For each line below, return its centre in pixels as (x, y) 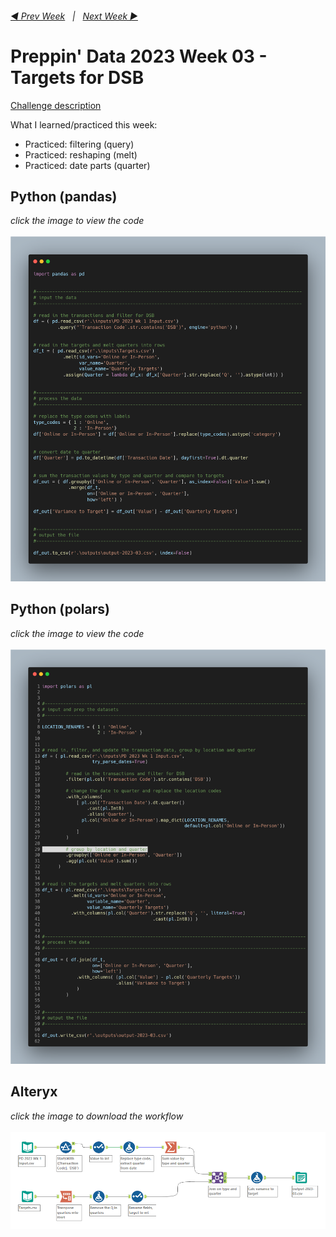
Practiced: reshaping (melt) (81, 154)
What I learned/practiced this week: (84, 124)
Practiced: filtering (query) (79, 144)
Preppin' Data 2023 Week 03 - (139, 56)
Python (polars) (60, 609)
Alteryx (34, 1092)
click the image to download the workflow (97, 1116)
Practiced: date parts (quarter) (87, 165)
